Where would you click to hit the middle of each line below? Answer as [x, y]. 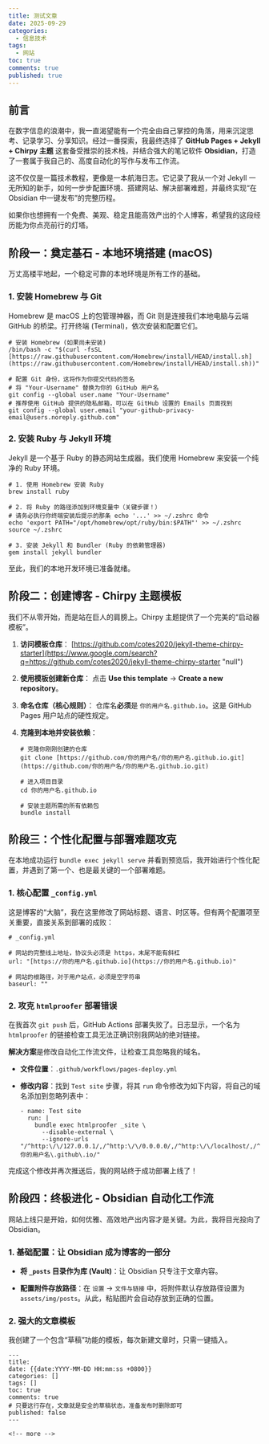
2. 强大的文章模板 [42, 1321]
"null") [233, 661]
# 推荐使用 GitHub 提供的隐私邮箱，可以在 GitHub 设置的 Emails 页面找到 [120, 403]
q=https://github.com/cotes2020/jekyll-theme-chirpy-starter [120, 661]
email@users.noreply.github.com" [64, 417]
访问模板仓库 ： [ [47, 644]
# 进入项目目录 [42, 781]
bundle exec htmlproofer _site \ [90, 1125]
